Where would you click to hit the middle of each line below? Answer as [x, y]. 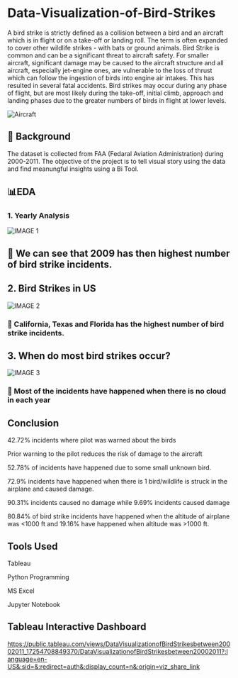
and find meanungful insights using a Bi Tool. [73, 169]
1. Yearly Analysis [38, 216]
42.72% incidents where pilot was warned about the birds [92, 440]
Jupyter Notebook [34, 604]
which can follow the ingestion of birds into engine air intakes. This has [111, 78]
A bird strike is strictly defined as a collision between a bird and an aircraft [115, 33]
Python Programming [38, 577]
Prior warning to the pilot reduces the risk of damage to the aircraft [105, 454]
